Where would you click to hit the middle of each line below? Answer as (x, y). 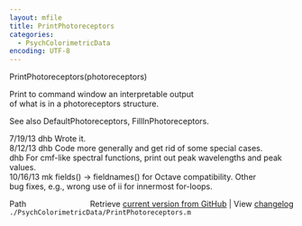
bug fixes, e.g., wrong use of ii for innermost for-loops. (111, 186)
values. (23, 167)
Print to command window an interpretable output (101, 95)
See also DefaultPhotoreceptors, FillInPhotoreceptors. (109, 122)
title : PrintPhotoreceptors (62, 26)
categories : (32, 34)
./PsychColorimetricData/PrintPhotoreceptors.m (101, 212)
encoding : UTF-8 (40, 51)
